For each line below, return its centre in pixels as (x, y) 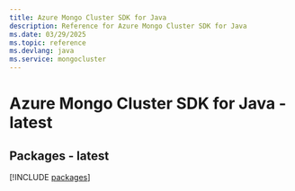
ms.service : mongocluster (58, 59)
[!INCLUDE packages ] (50, 177)
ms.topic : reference (48, 43)
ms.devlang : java (42, 51)
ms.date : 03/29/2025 (48, 34)
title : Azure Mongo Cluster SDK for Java (88, 17)
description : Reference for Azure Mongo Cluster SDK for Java (128, 26)
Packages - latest (59, 156)
